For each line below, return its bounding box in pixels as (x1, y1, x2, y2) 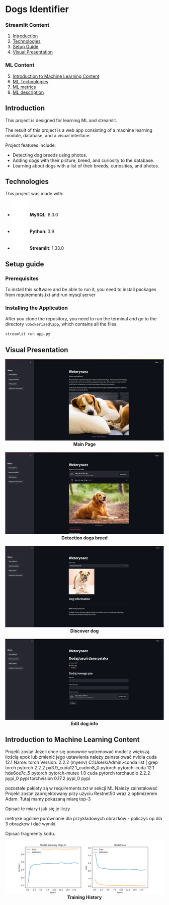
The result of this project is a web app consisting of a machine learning (5, 127, 152, 133)
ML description (12, 89, 44, 95)
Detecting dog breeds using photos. (12, 152, 88, 158)
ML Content (5, 62, 35, 69)
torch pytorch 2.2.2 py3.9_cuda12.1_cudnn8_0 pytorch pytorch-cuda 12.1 (5, 765, 154, 770)
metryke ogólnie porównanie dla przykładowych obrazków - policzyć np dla (5, 816, 162, 821)
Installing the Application (5, 304, 68, 311)
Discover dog (70, 628, 99, 634)
